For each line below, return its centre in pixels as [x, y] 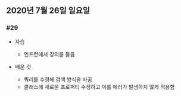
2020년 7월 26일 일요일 [48, 11]
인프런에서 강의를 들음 [49, 54]
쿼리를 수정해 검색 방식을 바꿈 [58, 79]
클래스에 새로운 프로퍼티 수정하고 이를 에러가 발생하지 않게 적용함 [99, 87]
